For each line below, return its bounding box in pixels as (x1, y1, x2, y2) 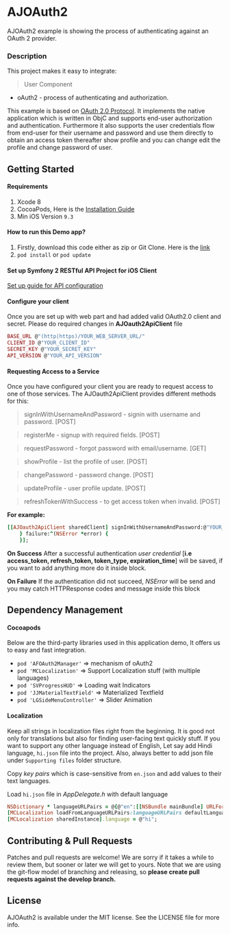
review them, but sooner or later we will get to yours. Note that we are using (7, 861, 221, 869)
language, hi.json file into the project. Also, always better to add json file (7, 749, 214, 757)
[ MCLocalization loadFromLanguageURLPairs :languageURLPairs (7, 810, 183, 817)
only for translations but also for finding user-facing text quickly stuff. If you (7, 734, 220, 742)
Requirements (7, 183, 49, 191)
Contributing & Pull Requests (7, 835, 133, 847)
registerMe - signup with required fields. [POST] (23, 431, 160, 440)
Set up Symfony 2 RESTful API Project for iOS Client (7, 266, 157, 275)
